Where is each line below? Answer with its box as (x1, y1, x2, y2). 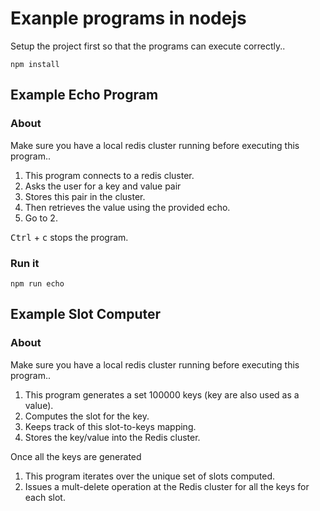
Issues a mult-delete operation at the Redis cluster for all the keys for (24, 480, 310, 492)
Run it (10, 256, 40, 270)
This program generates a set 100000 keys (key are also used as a (24, 388, 300, 401)
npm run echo (10, 278, 65, 289)
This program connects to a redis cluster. (24, 169, 195, 181)
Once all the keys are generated (10, 450, 142, 462)
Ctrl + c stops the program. (10, 231, 129, 243)
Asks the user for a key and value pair (24, 180, 182, 192)
